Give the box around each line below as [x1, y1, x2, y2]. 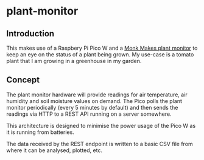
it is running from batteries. [6, 128, 74, 136]
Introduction [6, 28, 55, 39]
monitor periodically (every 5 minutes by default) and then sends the [6, 104, 178, 111]
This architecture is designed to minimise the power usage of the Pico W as [6, 122, 196, 129]
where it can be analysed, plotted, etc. [6, 147, 102, 154]
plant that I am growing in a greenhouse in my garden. [6, 58, 142, 64]
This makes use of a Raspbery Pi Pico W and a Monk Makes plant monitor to [6, 44, 198, 52]
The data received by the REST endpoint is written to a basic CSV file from [6, 140, 193, 147]
